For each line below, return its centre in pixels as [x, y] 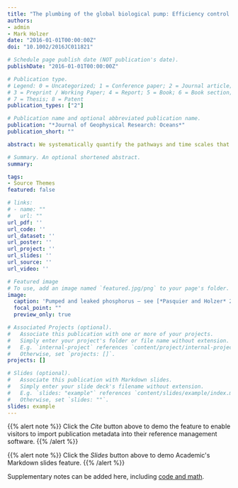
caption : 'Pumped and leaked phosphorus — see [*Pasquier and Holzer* [120, 302]
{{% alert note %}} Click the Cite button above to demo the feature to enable [119, 426]
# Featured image [33, 281]
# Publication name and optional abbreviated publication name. [104, 119]
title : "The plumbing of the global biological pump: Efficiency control [119, 14]
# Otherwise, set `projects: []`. [61, 354]
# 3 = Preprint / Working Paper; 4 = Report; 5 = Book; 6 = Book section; [120, 92]
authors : [20, 21]
